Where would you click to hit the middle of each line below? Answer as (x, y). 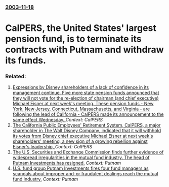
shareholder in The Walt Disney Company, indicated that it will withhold (87, 131)
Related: (16, 76)
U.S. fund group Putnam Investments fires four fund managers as (80, 168)
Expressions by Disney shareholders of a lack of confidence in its (81, 87)
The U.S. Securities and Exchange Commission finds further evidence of (88, 152)
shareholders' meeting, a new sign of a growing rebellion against (80, 141)
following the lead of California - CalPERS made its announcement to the (88, 114)
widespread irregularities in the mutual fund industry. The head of (81, 158)
